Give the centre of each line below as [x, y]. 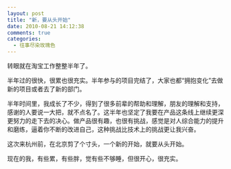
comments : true [29, 33]
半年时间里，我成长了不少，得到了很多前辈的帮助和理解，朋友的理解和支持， [115, 103]
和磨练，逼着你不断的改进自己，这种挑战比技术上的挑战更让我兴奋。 [103, 129]
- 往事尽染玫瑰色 [34, 45]
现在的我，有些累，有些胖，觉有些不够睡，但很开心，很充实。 [95, 158]
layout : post [26, 13]
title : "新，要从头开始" [39, 20]
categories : [24, 39]
